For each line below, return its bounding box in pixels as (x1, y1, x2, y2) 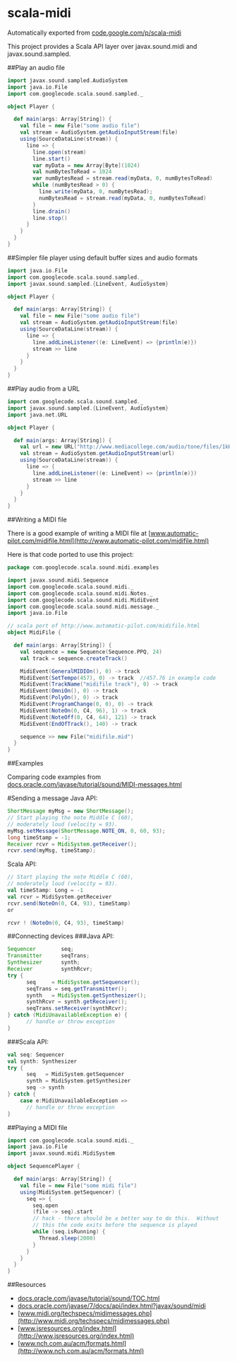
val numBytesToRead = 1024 (32, 168, 112, 175)
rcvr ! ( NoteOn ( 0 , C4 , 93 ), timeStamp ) (7, 919, 125, 926)
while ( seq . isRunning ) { (32, 1228, 106, 1235)
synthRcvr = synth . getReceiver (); (25, 998, 128, 1005)
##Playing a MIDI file (7, 1123, 68, 1131)
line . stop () (32, 214, 68, 221)
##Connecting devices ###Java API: (7, 932, 114, 940)
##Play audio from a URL (7, 384, 80, 393)
